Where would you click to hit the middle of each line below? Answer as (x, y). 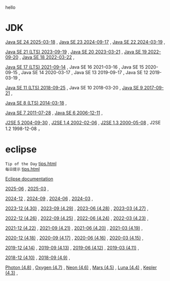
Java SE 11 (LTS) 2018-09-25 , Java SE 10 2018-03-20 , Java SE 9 (74, 87)
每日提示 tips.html (22, 169)
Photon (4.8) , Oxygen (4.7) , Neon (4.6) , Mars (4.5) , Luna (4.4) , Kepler (81, 267)
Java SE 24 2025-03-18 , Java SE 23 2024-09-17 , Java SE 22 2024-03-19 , (85, 42)
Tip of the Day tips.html (31, 163)
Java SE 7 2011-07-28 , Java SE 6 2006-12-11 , (54, 113)
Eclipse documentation (29, 179)
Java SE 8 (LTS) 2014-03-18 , (36, 103)
